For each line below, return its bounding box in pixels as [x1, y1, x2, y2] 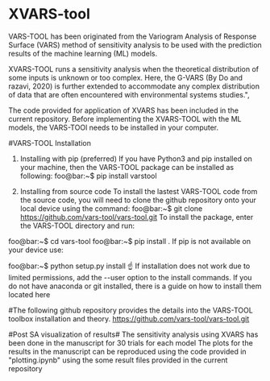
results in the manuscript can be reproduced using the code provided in [8, 346, 247, 356]
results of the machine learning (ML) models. [8, 48, 158, 58]
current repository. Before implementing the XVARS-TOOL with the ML [8, 114, 242, 123]
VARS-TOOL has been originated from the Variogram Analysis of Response [8, 31, 257, 41]
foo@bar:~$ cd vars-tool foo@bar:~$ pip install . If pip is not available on [8, 236, 251, 246]
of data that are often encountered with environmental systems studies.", [8, 89, 250, 99]
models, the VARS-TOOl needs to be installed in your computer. [8, 122, 219, 132]
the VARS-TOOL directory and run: [19, 221, 135, 230]
